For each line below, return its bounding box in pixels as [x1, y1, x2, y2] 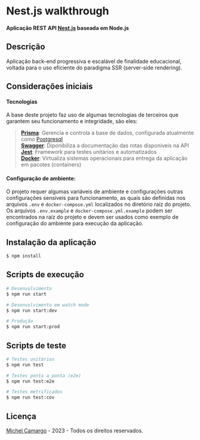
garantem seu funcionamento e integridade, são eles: [6, 118, 138, 125]
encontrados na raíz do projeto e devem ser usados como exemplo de [6, 214, 179, 221]
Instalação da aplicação [6, 237, 97, 247]
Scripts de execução [6, 269, 85, 280]
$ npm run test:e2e [6, 378, 55, 384]
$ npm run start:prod [6, 324, 60, 330]
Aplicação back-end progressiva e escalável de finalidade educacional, [6, 57, 182, 65]
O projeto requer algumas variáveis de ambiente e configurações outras [6, 188, 183, 195]
